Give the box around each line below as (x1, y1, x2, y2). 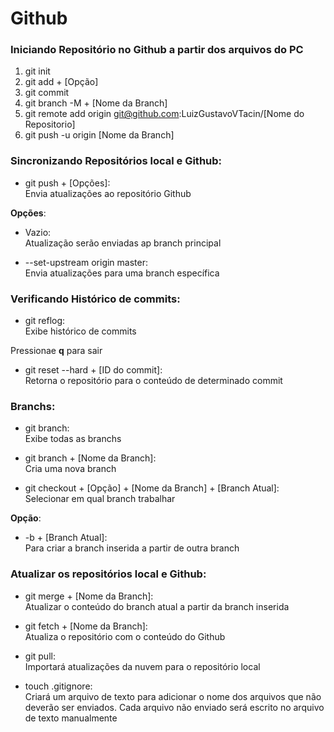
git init (24, 65, 51, 77)
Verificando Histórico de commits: (10, 292, 181, 306)
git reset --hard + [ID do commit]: (24, 364, 163, 376)
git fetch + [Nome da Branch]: (24, 620, 148, 632)
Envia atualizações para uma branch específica (24, 267, 220, 279)
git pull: (24, 650, 56, 662)
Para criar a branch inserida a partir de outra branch (24, 542, 240, 554)
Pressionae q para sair (10, 345, 103, 357)
